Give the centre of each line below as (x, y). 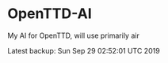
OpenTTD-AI (50, 14)
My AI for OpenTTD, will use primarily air (73, 35)
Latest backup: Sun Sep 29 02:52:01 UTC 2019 (84, 50)
